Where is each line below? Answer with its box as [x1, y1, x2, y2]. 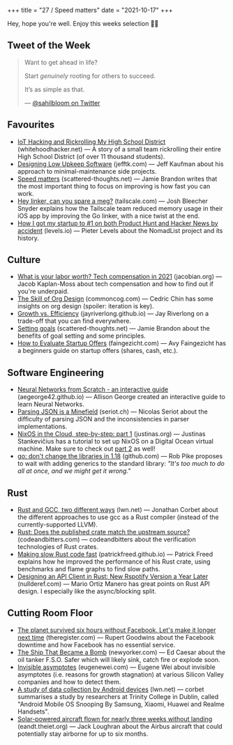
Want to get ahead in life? [24, 58, 98, 66]
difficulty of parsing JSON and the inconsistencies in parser [17, 415, 190, 423]
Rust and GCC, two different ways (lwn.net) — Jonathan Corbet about [17, 506, 218, 514]
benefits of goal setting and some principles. [17, 331, 146, 340]
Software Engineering [7, 366, 105, 379]
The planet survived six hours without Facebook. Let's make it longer [17, 626, 216, 634]
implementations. [17, 422, 68, 431]
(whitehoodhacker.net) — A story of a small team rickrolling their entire [17, 144, 221, 153]
